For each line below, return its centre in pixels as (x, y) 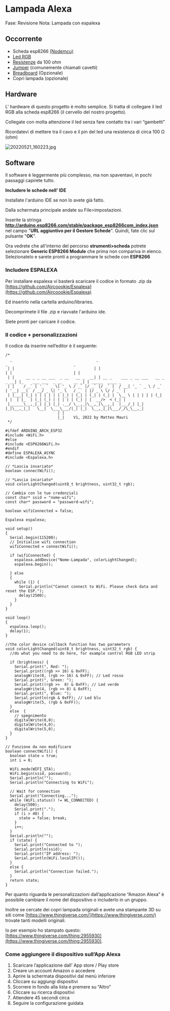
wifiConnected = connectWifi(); (44, 546)
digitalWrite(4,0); (35, 725)
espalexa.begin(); (34, 564)
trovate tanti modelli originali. (36, 920)
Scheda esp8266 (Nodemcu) (43, 51)
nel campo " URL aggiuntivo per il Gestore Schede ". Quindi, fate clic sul (80, 231)
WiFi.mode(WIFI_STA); (33, 769)
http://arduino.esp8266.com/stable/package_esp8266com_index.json (82, 225)
